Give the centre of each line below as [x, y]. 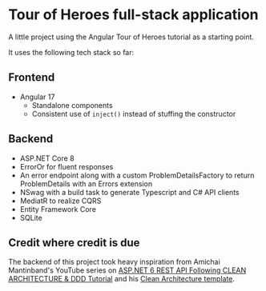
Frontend [32, 78]
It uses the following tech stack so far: [71, 52]
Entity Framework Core [58, 209]
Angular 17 [37, 97]
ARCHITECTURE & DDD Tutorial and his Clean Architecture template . [121, 279]
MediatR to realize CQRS [60, 201]
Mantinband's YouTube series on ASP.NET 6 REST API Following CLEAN [127, 270]
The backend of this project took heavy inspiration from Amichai [114, 262]
